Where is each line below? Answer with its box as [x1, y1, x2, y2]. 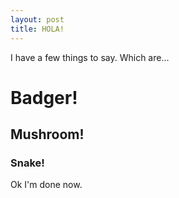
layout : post [10, 14, 65, 25]
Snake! [10, 156, 45, 170]
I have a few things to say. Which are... [10, 51, 170, 63]
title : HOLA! [10, 24, 65, 34]
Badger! [10, 86, 78, 109]
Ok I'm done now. [10, 179, 83, 191]
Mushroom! [10, 126, 85, 143]
